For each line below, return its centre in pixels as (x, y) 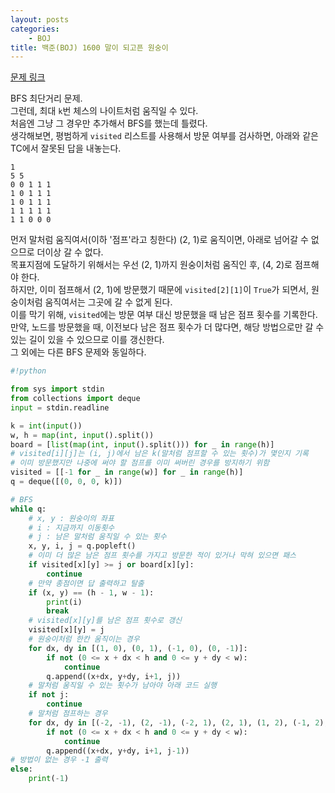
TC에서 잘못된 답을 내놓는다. (66, 148)
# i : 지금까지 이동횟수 (71, 527)
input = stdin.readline (60, 407)
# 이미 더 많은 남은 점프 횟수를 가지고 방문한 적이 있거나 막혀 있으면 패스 (162, 556)
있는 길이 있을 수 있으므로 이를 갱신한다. (87, 340)
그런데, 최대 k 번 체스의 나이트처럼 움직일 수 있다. (104, 111)
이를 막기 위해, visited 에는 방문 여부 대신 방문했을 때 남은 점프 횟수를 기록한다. (164, 315)
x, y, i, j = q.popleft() (82, 546)
